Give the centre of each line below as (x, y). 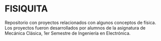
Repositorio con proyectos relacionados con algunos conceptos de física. (80, 22)
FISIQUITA (26, 9)
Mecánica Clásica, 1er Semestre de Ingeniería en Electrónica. (68, 33)
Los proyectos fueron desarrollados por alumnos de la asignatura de (75, 27)
